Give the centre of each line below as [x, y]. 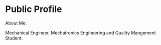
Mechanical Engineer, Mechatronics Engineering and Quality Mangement [81, 32]
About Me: [16, 23]
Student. [14, 38]
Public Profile [34, 9]
